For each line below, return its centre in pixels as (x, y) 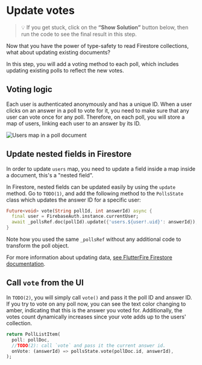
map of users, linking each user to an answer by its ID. (74, 123)
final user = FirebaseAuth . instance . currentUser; (75, 216)
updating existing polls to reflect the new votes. (65, 70)
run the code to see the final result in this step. (79, 34)
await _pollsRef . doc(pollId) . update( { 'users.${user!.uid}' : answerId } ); (105, 222)
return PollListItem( (33, 334)
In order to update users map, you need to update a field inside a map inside (101, 169)
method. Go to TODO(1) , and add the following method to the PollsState (95, 193)
